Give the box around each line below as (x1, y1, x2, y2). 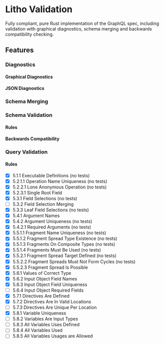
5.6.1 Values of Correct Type (12, 270, 72, 276)
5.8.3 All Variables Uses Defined (12, 322, 80, 328)
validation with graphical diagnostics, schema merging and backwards (5, 25, 152, 32)
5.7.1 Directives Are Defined (12, 293, 70, 299)
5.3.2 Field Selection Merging (12, 201, 74, 207)
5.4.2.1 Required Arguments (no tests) (12, 224, 91, 230)
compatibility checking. (5, 31, 54, 37)
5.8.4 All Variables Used (12, 327, 63, 333)
